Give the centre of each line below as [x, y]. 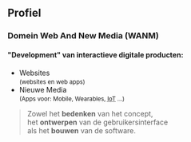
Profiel [24, 13]
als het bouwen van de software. [82, 130]
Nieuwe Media [43, 89]
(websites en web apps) [52, 82]
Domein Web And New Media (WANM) [83, 36]
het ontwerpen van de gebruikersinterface [97, 122]
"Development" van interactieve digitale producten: [95, 54]
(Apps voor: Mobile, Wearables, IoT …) [72, 99]
